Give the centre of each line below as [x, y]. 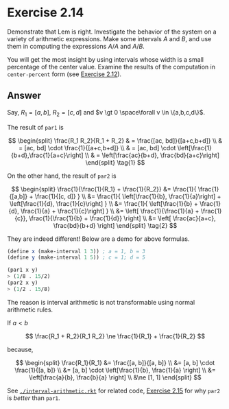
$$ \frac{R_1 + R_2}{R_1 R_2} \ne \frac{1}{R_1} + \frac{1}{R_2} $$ [115, 336]
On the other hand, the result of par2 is [62, 176]
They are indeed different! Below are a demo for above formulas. [98, 239]
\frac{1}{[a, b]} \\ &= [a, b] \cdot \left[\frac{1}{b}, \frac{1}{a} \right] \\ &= [115, 370]
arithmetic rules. [30, 309]
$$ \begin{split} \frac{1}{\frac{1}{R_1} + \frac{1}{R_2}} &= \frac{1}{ [104, 189]
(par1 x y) [23, 270]
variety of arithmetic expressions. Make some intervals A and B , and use [109, 38]
